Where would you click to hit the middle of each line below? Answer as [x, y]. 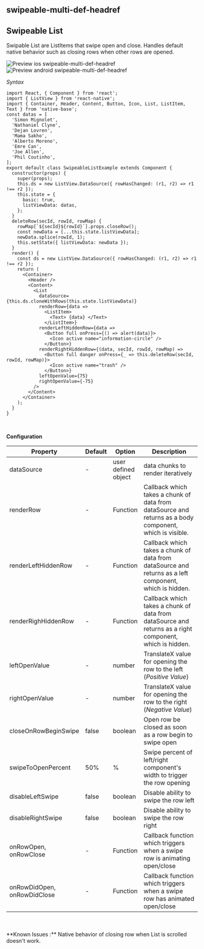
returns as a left [166, 573]
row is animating [167, 858]
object [122, 477]
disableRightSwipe [36, 818]
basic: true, [39, 200]
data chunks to [165, 466]
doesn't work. [24, 941]
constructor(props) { [39, 173]
